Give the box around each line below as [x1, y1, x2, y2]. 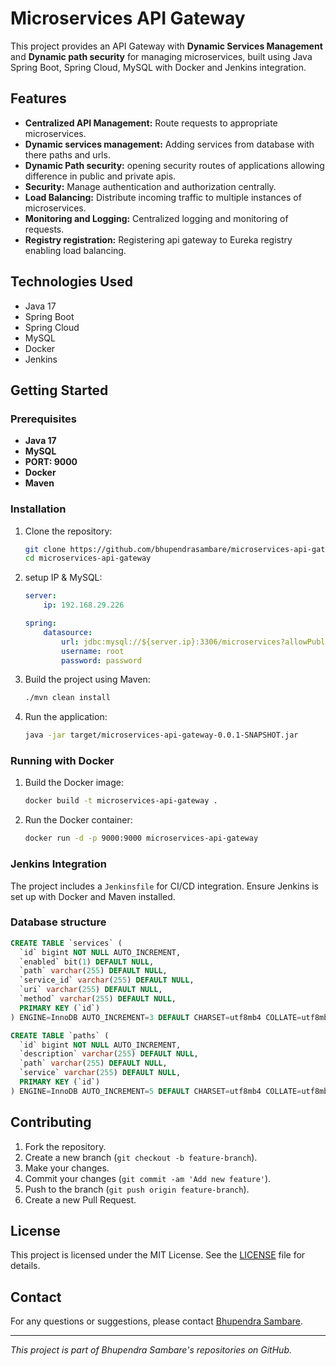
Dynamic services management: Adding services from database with [24, 138, 315, 150]
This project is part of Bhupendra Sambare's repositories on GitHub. [10, 1344, 293, 1356]
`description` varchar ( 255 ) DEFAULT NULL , [19, 1049, 199, 1059]
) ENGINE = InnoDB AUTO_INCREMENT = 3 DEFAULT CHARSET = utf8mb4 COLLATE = [10, 1012, 302, 1022]
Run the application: [24, 711, 108, 723]
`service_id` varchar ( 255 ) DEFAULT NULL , [19, 975, 195, 986]
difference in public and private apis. [24, 170, 177, 182]
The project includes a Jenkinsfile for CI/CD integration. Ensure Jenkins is [10, 880, 320, 892]
